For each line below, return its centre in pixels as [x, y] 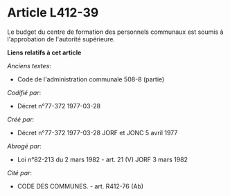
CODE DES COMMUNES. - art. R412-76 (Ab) [80, 186]
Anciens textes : [29, 66]
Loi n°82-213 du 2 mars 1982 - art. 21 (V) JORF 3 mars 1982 [103, 159]
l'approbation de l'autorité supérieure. [61, 39]
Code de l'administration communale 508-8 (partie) [91, 79]
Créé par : [21, 119]
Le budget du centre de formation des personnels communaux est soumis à [115, 32]
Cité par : [20, 173]
